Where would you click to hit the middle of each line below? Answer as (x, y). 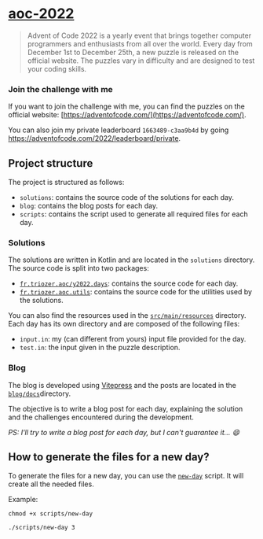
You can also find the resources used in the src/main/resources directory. (127, 316)
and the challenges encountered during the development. (101, 417)
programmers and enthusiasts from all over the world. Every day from (140, 43)
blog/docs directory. (40, 393)
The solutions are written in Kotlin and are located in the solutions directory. (131, 260)
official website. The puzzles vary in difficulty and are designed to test (141, 61)
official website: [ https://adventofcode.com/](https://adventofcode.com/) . (128, 115)
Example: (23, 500)
